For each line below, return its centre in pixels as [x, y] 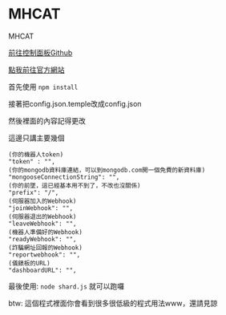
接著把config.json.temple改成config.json [75, 103]
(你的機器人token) [36, 154]
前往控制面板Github [40, 52]
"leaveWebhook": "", [43, 224]
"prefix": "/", [34, 192]
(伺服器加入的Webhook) [42, 201]
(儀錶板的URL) [29, 263]
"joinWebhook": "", [41, 208]
